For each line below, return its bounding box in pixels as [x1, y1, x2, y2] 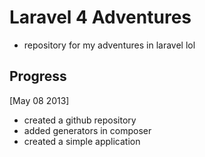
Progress [9, 68, 67, 85]
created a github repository [23, 114, 137, 126]
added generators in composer [23, 124, 152, 136]
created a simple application [23, 135, 141, 147]
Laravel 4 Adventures [9, 6, 192, 29]
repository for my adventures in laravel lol [23, 39, 196, 51]
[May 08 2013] [9, 94, 70, 106]
